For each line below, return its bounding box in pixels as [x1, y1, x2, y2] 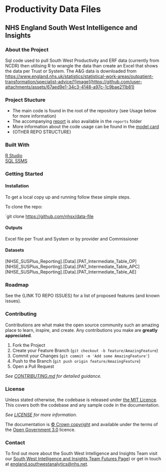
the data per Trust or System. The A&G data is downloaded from [5, 68, 137, 74]
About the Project [5, 46, 49, 53]
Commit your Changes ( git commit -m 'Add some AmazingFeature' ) [12, 353, 150, 359]
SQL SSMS [5, 158, 28, 164]
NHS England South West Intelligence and [5, 23, 138, 32]
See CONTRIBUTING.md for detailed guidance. [5, 373, 102, 379]
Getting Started [5, 171, 43, 178]
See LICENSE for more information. [5, 412, 78, 418]
